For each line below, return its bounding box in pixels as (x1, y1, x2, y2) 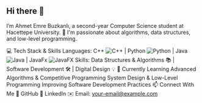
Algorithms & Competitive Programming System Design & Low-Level (6, 74, 178, 81)
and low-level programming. (6, 35, 78, 42)
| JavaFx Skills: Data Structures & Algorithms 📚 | (26, 56, 175, 64)
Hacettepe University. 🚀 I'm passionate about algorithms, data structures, (6, 28, 191, 36)
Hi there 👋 (6, 6, 45, 16)
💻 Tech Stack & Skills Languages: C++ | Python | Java (6, 47, 188, 55)
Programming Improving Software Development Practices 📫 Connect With (6, 81, 194, 88)
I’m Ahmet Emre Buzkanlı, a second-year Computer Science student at (6, 22, 184, 29)
